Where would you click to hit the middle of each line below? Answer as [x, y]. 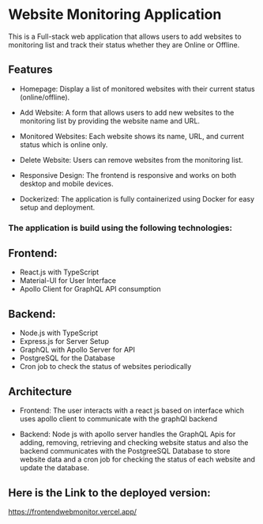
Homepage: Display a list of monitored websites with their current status [137, 89]
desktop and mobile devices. [67, 183]
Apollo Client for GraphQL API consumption [90, 289]
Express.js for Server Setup [64, 341]
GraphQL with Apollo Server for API [77, 350]
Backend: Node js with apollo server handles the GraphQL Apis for [128, 434]
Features [30, 70]
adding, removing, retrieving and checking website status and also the [134, 443]
